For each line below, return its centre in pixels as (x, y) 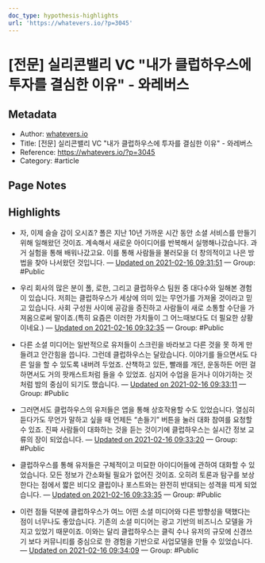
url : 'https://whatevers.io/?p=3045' (71, 23)
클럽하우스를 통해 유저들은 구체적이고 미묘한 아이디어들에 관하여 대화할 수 (133, 464)
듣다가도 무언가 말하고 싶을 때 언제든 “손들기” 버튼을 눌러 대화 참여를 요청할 (136, 419)
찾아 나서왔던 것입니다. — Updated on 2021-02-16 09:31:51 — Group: (145, 262)
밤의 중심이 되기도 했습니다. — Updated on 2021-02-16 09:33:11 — (140, 384)
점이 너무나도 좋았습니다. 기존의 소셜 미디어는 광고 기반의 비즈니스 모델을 (132, 521)
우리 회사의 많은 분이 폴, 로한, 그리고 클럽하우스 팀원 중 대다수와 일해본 (129, 288)
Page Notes (37, 185)
